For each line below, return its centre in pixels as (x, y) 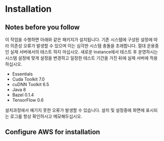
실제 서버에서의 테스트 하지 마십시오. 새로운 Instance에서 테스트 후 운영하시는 (84, 52)
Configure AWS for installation (53, 132)
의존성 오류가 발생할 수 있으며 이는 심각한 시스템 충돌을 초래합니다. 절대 (78, 46)
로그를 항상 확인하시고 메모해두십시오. (46, 116)
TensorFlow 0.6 (28, 100)
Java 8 (19, 90)
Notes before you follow (42, 27)
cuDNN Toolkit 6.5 (31, 84)
